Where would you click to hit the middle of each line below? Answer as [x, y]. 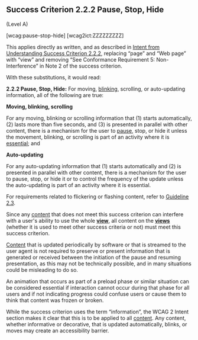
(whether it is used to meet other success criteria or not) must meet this [94, 227]
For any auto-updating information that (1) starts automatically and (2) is [94, 166]
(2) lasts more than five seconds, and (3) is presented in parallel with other [97, 124]
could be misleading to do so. [42, 270]
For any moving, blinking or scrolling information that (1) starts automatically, [99, 118]
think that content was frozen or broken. [55, 300]
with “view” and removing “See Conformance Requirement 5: [81, 59]
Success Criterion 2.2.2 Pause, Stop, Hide [85, 10]
